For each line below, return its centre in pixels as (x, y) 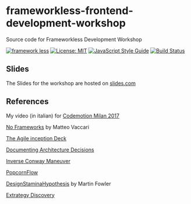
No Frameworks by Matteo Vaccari (47, 127)
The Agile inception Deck (36, 138)
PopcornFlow (22, 172)
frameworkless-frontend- (70, 11)
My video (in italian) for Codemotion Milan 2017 (63, 116)
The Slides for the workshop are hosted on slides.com (71, 83)
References (27, 101)
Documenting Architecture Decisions (50, 150)
